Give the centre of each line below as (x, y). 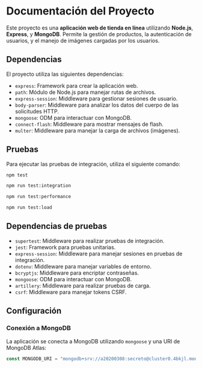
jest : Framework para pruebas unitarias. (65, 247)
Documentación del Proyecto (80, 11)
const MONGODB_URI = (32, 359)
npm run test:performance (38, 197)
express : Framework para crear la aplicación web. (76, 86)
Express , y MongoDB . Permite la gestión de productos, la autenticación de (99, 34)
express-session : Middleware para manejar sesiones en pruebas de (99, 254)
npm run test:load (29, 208)
